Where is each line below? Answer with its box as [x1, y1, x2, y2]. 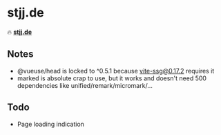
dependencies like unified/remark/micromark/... [17, 81, 153, 89]
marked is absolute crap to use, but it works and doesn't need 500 [17, 74, 207, 82]
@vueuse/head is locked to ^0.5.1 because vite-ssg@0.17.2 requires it [17, 66, 215, 75]
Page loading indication [17, 120, 85, 128]
